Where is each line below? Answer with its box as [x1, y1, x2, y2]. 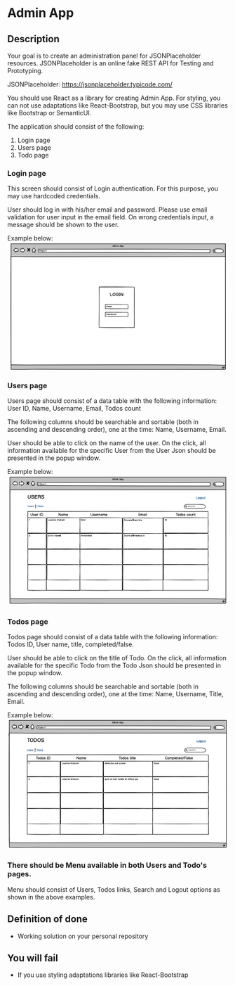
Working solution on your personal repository [17, 932, 149, 940]
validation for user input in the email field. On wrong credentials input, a [7, 213, 214, 222]
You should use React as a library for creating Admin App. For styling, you [7, 94, 221, 102]
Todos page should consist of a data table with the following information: [7, 633, 218, 641]
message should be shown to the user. [7, 220, 119, 229]
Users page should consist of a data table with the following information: [7, 396, 217, 405]
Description [7, 33, 60, 45]
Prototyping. [7, 67, 43, 75]
